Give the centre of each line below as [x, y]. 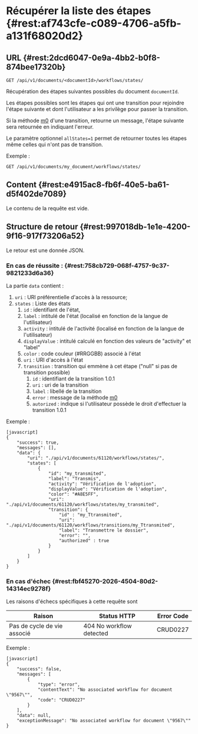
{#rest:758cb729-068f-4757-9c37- [117, 266]
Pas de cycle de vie [36, 626]
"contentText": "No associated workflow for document [105, 690]
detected [96, 634]
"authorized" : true [84, 540]
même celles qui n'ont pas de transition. [55, 145]
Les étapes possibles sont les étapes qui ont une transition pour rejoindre [95, 103]
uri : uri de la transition [60, 385]
